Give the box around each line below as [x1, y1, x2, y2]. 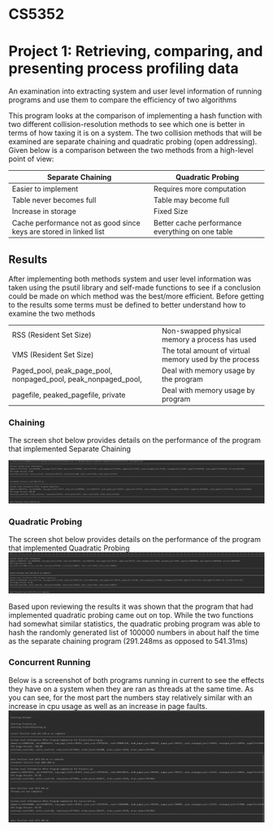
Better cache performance [153, 217, 242, 228]
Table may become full [153, 195, 230, 205]
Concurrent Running [8, 657, 91, 668]
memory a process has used [161, 335, 258, 344]
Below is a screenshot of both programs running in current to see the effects [8, 675, 265, 684]
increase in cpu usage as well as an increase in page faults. [8, 701, 208, 711]
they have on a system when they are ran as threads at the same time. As [8, 684, 254, 693]
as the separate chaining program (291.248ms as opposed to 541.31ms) [8, 636, 249, 646]
